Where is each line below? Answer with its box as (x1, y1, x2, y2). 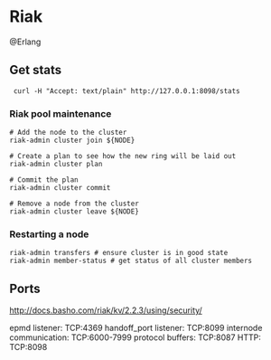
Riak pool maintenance (9, 107, 112, 119)
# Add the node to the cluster (9, 128, 127, 137)
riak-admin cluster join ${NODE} (9, 136, 135, 146)
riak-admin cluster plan (9, 160, 103, 169)
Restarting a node (9, 228, 89, 241)
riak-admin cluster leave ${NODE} (9, 207, 140, 216)
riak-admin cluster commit (9, 184, 111, 193)
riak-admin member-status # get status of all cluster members (9, 256, 253, 266)
